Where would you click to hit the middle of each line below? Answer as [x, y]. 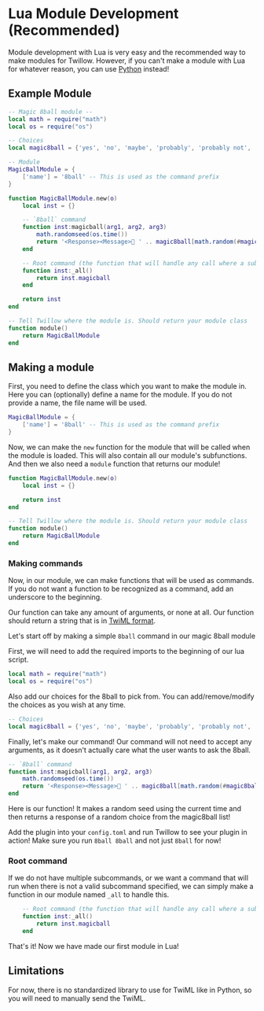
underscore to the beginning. [55, 597]
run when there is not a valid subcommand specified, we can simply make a [131, 887]
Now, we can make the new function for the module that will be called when [129, 447]
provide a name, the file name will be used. [78, 403]
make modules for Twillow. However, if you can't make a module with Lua [127, 61]
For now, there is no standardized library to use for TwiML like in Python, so [130, 990]
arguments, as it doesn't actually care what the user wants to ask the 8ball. [130, 750]
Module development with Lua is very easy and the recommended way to [127, 52]
